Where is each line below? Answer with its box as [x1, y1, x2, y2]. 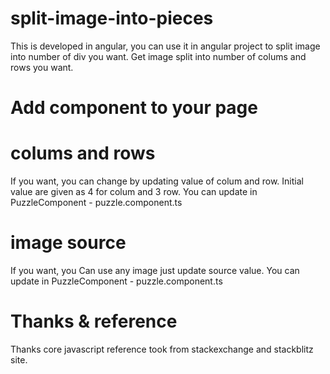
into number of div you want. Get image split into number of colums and [10, 50, 307, 62]
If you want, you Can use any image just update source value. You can [10, 265, 300, 276]
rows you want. [10, 61, 74, 73]
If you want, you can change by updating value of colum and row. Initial [10, 175, 304, 187]
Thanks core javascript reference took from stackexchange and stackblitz [10, 343, 314, 355]
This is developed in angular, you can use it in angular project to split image [10, 40, 321, 52]
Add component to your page [10, 97, 258, 119]
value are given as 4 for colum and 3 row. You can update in [10, 186, 258, 198]
